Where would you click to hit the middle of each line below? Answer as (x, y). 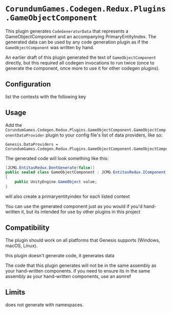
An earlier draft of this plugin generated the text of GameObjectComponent (81, 57)
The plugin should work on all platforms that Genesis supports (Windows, (83, 240)
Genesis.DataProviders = (32, 144)
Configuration (28, 84)
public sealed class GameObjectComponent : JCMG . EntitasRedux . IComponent (86, 172)
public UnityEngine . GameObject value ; (56, 182)
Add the (14, 125)
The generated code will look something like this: (57, 158)
